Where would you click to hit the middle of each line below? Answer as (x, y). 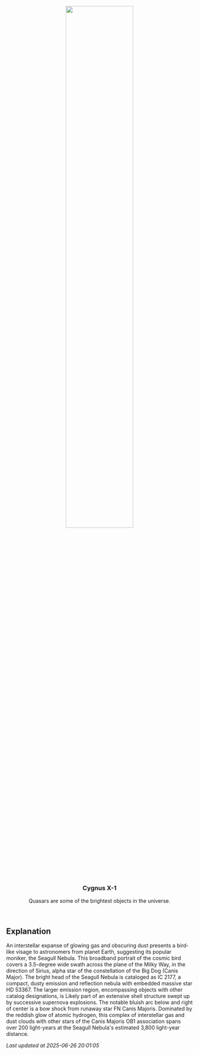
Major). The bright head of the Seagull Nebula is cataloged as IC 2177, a (94, 977)
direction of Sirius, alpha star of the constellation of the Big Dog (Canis (92, 971)
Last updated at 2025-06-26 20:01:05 (53, 1045)
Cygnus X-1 (99, 888)
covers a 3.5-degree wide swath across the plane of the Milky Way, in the (96, 965)
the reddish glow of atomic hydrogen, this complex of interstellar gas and (95, 1015)
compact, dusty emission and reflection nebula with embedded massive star (99, 984)
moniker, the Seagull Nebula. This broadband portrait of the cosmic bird (94, 958)
